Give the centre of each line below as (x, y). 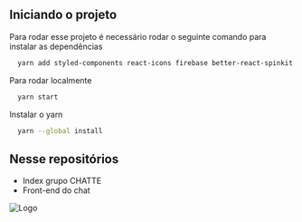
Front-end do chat (56, 190)
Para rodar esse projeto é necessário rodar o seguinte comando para (138, 36)
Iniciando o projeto (63, 15)
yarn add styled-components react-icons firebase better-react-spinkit (156, 63)
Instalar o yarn (36, 114)
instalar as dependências (56, 46)
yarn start (38, 97)
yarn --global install (60, 130)
